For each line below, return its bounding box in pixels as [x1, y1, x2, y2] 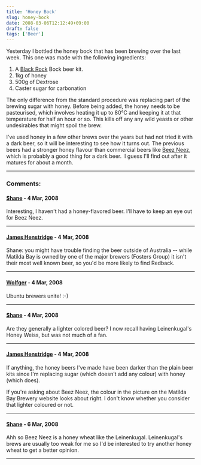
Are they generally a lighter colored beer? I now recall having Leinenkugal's [6, 325, 192, 332]
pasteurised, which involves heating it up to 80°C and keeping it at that [6, 109, 181, 116]
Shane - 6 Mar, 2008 [6, 421, 59, 428]
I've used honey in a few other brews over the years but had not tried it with [6, 133, 193, 141]
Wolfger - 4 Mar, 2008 [6, 279, 63, 286]
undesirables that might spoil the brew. [6, 122, 102, 129]
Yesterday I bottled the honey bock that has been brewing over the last [6, 47, 181, 55]
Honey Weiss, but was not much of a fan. [6, 331, 108, 338]
